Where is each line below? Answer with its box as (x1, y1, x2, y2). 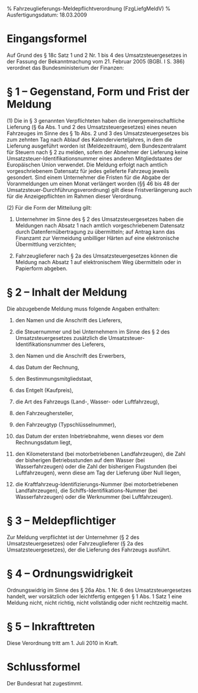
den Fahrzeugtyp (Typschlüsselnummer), (15, 421, 116, 428)
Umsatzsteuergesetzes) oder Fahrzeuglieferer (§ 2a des (7, 540, 144, 547)
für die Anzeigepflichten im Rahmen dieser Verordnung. (7, 192, 143, 200)
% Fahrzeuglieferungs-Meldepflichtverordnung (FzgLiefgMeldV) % (7, 5, 171, 12)
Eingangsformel (7, 32, 87, 46)
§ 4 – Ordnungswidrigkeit (7, 567, 133, 580)
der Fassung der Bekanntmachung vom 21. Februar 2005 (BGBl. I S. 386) (7, 57, 185, 65)
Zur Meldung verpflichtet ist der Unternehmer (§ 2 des (7, 533, 140, 541)
